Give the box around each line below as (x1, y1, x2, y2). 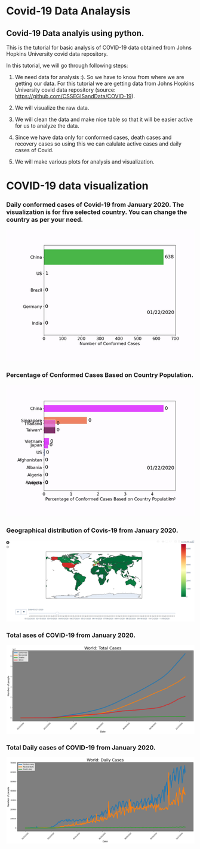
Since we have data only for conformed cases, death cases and (14, 134, 172, 141)
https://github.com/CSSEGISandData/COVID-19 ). (14, 93, 136, 99)
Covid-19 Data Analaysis (6, 4, 131, 18)
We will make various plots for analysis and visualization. (14, 158, 155, 165)
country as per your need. (6, 216, 84, 224)
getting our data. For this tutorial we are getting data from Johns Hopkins (14, 80, 195, 87)
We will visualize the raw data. (14, 104, 90, 111)
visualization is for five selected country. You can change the (6, 208, 187, 216)
